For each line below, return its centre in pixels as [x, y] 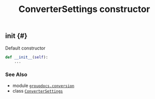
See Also [16, 74]
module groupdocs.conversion [43, 85]
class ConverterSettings [38, 90]
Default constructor [25, 48]
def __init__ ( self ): [27, 57]
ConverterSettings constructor [84, 9]
